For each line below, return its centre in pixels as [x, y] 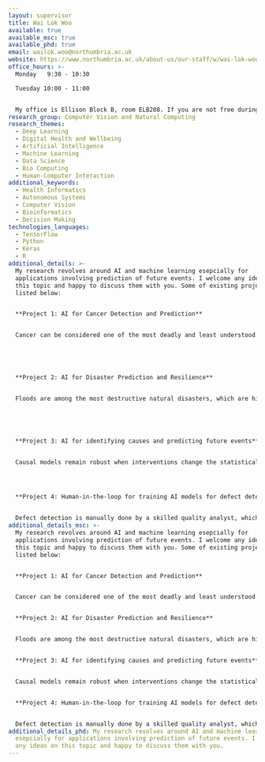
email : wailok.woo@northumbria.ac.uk [70, 52]
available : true [35, 30]
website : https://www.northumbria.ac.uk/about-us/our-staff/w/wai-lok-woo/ [135, 60]
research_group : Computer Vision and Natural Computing [102, 117]
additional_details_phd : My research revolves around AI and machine [125, 731]
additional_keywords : [44, 183]
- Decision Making [46, 219]
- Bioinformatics [44, 212]
